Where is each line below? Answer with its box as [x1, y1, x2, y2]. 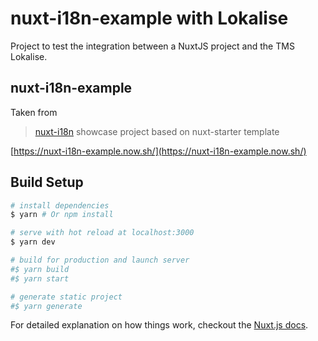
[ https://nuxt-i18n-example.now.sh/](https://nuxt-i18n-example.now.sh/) [10, 145, 307, 157]
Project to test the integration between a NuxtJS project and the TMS [10, 40, 295, 52]
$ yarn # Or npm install [10, 210, 114, 220]
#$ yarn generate [10, 301, 83, 311]
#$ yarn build [10, 264, 70, 274]
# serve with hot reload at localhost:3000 [10, 228, 195, 238]
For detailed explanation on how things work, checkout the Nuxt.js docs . [10, 319, 309, 331]
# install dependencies [10, 200, 110, 211]
